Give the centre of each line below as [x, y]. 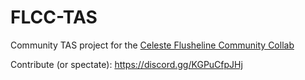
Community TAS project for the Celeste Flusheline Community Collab [152, 45]
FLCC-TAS [54, 17]
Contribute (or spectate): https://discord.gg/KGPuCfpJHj [126, 64]
